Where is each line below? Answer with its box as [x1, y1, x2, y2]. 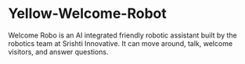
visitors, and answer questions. [8, 47, 109, 56]
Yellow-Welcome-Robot [8, 5, 167, 23]
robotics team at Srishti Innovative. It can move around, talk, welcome [8, 38, 233, 48]
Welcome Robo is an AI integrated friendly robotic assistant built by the [8, 30, 237, 40]
